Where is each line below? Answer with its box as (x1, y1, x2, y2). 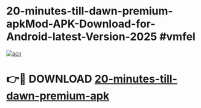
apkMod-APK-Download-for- (6, 17, 156, 31)
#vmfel (159, 30, 196, 43)
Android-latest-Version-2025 (6, 30, 158, 43)
